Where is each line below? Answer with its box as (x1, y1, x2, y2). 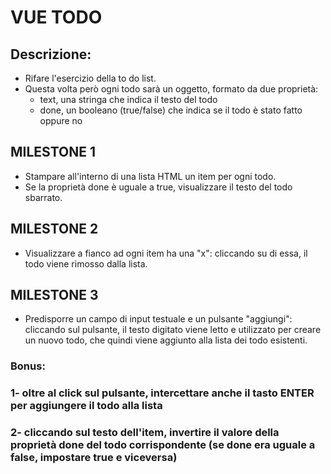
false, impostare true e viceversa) (10, 451, 178, 465)
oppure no (39, 115, 83, 126)
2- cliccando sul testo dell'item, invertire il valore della (10, 426, 280, 440)
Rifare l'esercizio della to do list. (24, 72, 157, 84)
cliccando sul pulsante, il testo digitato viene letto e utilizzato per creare (24, 324, 322, 336)
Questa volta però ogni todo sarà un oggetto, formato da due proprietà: (24, 83, 319, 95)
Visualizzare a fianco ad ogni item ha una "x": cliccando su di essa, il (24, 247, 308, 259)
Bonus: (10, 359, 46, 373)
